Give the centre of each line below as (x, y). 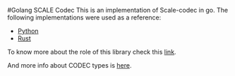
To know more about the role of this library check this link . (92, 52)
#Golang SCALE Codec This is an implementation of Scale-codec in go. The (117, 10)
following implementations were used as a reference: (84, 17)
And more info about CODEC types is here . (70, 65)
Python (28, 31)
